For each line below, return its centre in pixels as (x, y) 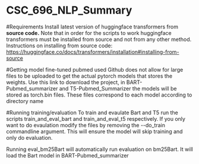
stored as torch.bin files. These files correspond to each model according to (99, 95)
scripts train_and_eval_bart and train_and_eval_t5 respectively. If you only (96, 118)
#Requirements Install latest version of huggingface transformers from (92, 27)
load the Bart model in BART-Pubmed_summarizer (67, 155)
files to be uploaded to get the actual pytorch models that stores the (89, 76)
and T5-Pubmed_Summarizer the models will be (118, 88)
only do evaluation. (29, 137)
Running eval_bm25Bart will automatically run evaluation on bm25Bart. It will (99, 149)
